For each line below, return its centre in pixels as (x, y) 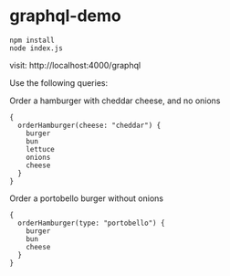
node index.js (37, 48)
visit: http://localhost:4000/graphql (75, 65)
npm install (32, 40)
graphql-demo (65, 16)
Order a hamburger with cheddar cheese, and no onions (115, 101)
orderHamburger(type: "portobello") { (92, 223)
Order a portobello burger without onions (87, 198)
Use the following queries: (58, 82)
